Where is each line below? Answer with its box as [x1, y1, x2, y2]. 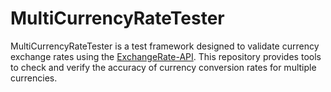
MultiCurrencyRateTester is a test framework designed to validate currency [10, 40, 320, 52]
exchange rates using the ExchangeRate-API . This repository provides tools [10, 50, 322, 62]
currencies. [10, 72, 58, 84]
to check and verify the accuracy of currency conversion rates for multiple [10, 61, 317, 73]
